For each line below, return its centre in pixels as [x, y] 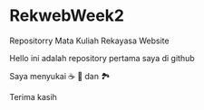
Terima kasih [33, 96]
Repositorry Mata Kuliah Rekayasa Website [89, 41]
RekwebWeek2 [67, 16]
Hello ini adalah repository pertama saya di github [102, 58]
